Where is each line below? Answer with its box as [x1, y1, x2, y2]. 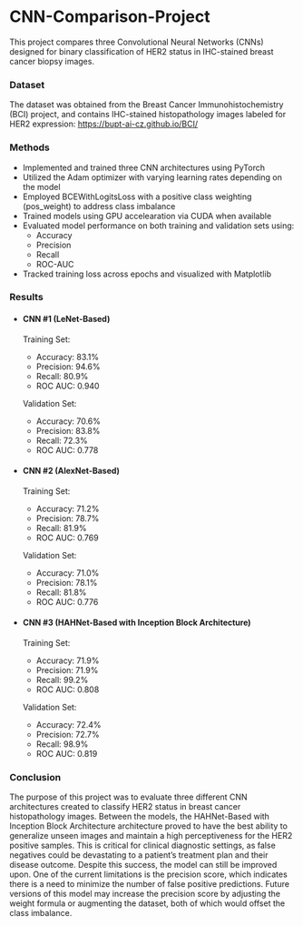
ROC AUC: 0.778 [35, 444, 99, 456]
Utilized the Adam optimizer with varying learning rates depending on [22, 171, 283, 183]
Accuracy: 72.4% [35, 720, 102, 730]
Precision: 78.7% [35, 512, 100, 524]
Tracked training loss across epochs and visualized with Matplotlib [22, 268, 272, 279]
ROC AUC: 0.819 [35, 749, 98, 760]
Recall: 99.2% [35, 675, 89, 686]
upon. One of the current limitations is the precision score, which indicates [9, 869, 288, 880]
